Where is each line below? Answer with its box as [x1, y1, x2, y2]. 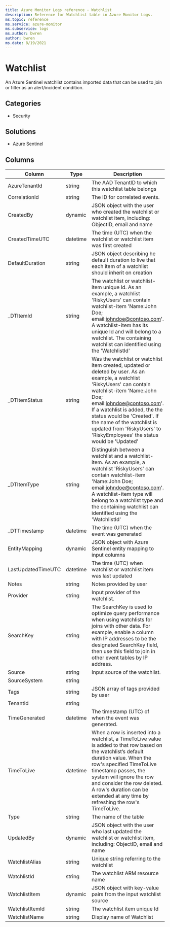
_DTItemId [8, 313, 32, 320]
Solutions [5, 127, 36, 136]
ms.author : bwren [5, 31, 42, 36]
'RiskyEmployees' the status [92, 432, 158, 439]
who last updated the [92, 828, 142, 835]
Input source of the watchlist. [92, 669, 161, 676]
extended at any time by [92, 793, 149, 800]
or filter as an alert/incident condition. [5, 84, 84, 90]
